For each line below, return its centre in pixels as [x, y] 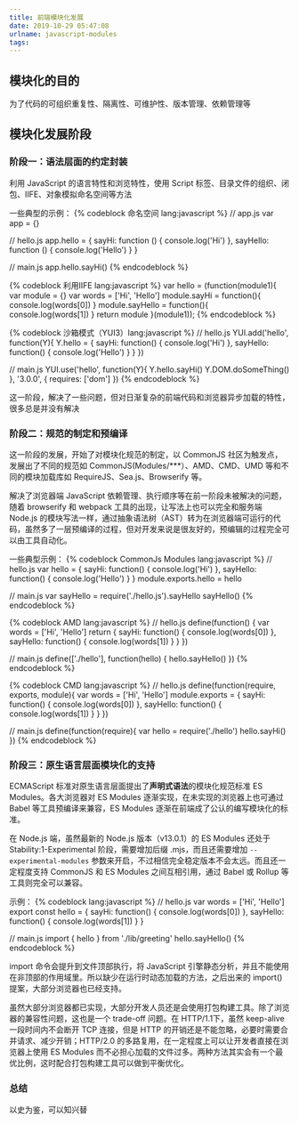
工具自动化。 [48, 540]
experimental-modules [49, 861]
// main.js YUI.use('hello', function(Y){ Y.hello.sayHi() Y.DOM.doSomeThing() [149, 369]
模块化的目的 [44, 81]
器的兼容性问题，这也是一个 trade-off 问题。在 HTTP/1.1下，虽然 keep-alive [147, 1019]
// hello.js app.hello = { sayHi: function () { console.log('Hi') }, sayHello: [139, 240]
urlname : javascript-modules [63, 34]
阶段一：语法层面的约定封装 [69, 162]
